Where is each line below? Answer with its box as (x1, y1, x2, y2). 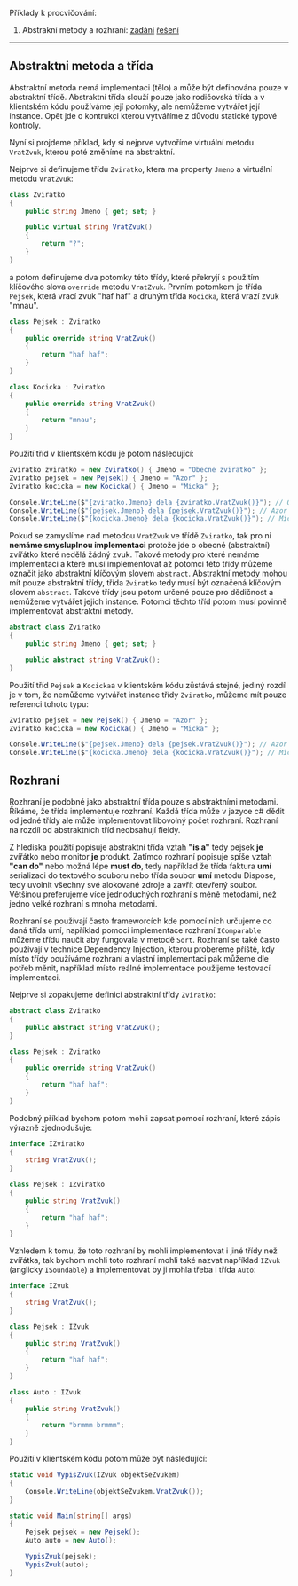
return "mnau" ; (41, 416, 98, 425)
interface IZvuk (9, 1282, 69, 1291)
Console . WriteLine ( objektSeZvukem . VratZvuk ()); (25, 1487, 204, 1496)
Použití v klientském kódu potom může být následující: (9, 1454, 208, 1464)
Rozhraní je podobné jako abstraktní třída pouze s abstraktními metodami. (9, 797, 278, 806)
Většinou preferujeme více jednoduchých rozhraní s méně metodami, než (9, 889, 277, 899)
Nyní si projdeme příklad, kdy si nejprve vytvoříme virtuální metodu (9, 137, 255, 147)
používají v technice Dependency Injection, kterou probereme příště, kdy (9, 944, 275, 954)
